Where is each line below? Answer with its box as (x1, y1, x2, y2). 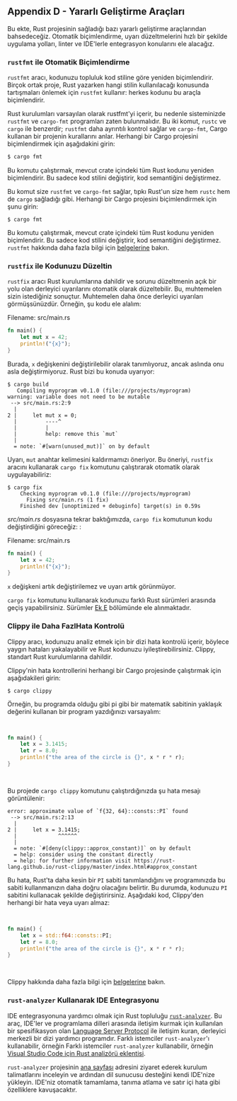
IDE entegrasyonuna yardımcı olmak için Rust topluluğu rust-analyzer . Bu (7, 1011, 222, 1020)
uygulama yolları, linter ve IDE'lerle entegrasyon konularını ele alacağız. (7, 39, 214, 48)
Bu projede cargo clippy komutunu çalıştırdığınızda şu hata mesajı (7, 786, 201, 795)
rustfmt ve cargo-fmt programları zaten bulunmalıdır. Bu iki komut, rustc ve (7, 117, 226, 126)
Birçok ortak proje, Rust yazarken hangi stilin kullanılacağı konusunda (7, 81, 209, 89)
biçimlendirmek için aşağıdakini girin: (7, 139, 115, 148)
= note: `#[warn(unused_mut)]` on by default (13, 442, 151, 450)
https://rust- (134, 857, 175, 864)
